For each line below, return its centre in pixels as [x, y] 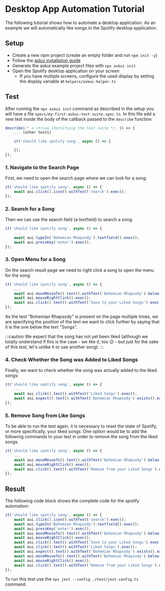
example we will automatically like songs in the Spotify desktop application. [81, 28]
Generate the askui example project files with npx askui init [74, 65]
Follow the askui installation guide [46, 60]
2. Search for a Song [30, 209]
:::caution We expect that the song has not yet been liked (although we [77, 337]
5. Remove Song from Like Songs [45, 415]
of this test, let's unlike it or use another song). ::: [55, 347]
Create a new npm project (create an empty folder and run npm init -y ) [85, 55]
